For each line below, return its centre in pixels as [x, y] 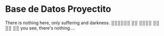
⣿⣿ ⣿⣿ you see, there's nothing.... [40, 28]
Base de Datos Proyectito [58, 9]
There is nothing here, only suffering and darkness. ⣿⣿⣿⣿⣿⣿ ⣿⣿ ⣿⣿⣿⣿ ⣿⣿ [82, 23]
